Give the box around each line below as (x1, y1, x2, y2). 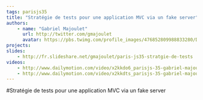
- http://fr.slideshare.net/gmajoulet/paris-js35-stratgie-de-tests (17, 54, 193, 60)
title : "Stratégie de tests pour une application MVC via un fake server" (6, 14, 199, 20)
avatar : (22, 37, 42, 43)
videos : (6, 59, 26, 65)
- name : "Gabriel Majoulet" (17, 25, 88, 32)
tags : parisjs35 (6, 8, 47, 15)
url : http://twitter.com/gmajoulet (22, 31, 112, 37)
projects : (6, 43, 31, 49)
